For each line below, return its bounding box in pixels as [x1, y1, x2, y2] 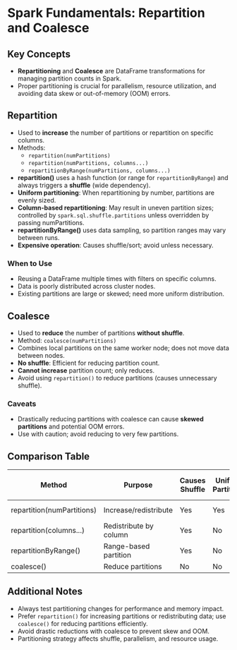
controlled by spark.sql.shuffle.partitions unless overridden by [17, 210, 209, 219]
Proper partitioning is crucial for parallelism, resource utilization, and [17, 82, 217, 90]
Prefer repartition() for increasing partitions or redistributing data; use [17, 612, 226, 620]
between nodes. [17, 351, 65, 359]
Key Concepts [7, 48, 71, 60]
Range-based [103, 541, 150, 551]
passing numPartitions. [17, 218, 85, 227]
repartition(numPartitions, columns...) [28, 160, 149, 167]
